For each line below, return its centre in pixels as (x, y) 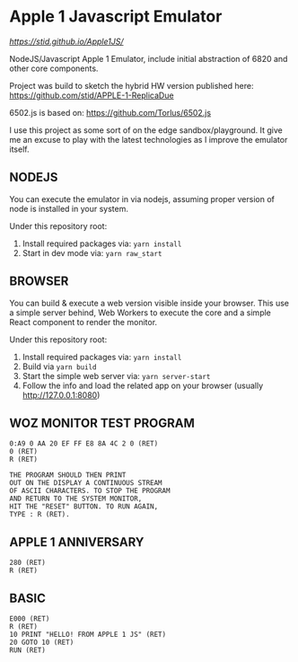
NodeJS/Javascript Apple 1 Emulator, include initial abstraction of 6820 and (149, 58)
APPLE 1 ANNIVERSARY (77, 542)
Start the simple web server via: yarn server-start (116, 375)
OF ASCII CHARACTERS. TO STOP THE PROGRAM (90, 491)
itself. (19, 149)
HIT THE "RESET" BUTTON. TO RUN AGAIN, (84, 507)
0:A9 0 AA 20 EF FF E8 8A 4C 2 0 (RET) (84, 444)
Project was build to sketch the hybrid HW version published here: (131, 85)
